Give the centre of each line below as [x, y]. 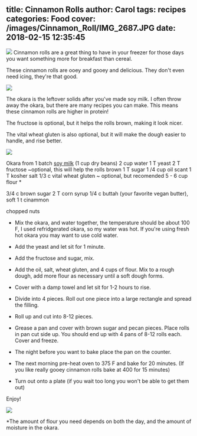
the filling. [27, 305]
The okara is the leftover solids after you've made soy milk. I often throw [94, 99]
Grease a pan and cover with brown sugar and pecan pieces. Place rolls [102, 328]
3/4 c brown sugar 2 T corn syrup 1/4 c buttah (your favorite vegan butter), [97, 193]
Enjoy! [14, 399]
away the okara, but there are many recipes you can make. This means [92, 105]
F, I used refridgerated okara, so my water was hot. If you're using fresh [102, 229]
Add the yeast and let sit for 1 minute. [60, 246]
